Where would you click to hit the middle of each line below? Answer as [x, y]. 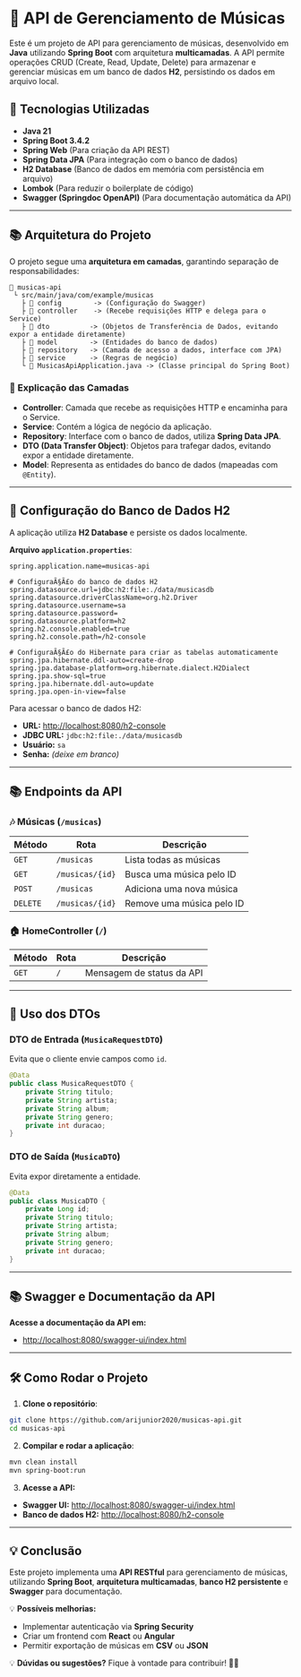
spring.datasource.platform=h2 [68, 621]
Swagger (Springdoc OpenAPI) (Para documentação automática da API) [157, 197]
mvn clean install [43, 1462]
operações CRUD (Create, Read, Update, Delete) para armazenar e [133, 62]
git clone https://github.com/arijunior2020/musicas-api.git [126, 1420]
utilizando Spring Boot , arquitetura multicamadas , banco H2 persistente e [149, 1582]
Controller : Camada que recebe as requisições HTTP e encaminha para [155, 408]
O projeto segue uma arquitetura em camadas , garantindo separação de [144, 261]
